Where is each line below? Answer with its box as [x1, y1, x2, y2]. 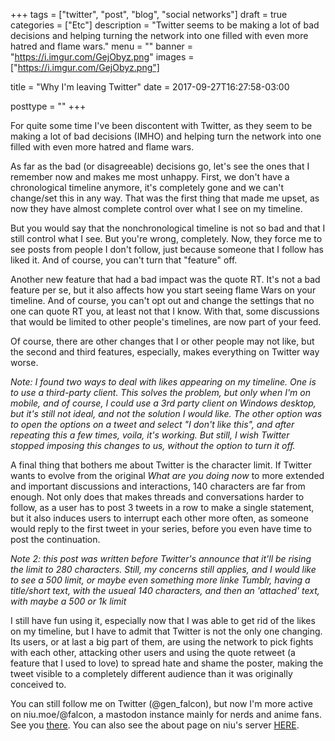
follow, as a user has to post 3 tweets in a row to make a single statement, [10, 502, 315, 513]
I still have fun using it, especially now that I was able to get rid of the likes [10, 615, 316, 626]
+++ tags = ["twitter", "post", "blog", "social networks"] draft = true [10, 9, 288, 20]
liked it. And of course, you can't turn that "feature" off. [10, 254, 238, 266]
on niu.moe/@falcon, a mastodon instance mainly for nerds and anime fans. [10, 709, 322, 720]
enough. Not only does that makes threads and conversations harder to [10, 491, 305, 503]
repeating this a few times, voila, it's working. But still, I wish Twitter [10, 429, 290, 441]
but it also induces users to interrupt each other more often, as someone [10, 512, 309, 524]
